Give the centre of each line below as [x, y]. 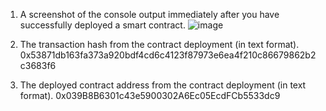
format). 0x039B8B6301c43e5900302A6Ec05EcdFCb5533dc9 [150, 95]
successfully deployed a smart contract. [102, 25]
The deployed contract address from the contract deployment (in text [163, 85]
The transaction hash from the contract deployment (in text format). [159, 44]
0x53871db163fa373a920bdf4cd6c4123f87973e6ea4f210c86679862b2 [168, 55]
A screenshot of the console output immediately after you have [149, 14]
